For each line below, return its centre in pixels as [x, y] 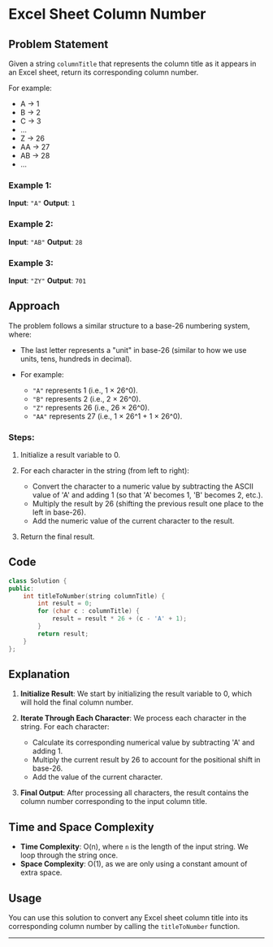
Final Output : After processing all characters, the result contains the [134, 793]
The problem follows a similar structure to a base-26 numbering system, [129, 325]
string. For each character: [65, 727]
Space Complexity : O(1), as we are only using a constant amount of [134, 864]
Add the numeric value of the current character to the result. [133, 521]
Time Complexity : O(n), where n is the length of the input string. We [134, 847]
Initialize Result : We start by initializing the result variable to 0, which [136, 694]
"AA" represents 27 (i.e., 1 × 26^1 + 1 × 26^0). [107, 416]
